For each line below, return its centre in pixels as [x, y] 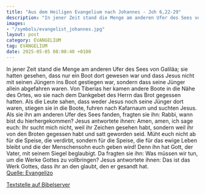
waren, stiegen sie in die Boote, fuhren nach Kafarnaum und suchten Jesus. [102, 108]
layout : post [23, 35]
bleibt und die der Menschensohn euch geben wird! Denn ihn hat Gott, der [100, 146]
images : [16, 23]
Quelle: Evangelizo [30, 173]
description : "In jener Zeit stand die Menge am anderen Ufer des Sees [99, 18]
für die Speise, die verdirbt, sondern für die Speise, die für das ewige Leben [102, 140]
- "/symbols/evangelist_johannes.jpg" [56, 29]
